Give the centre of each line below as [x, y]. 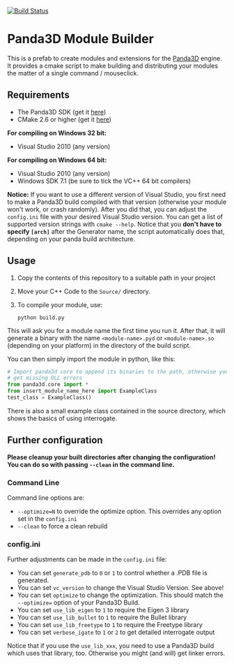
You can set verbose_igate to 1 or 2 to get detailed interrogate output [116, 633]
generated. [33, 580]
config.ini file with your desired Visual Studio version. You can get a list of [115, 216]
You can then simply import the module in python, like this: [91, 359]
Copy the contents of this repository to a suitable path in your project [116, 278]
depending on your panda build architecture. [71, 239]
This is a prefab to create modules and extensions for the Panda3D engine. [115, 58]
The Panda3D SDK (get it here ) [62, 112]
